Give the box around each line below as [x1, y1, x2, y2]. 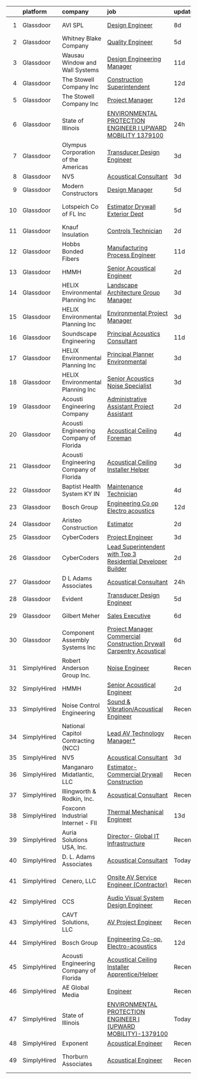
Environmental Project [107, 309, 168, 317]
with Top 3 [107, 550, 137, 558]
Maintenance [107, 482, 144, 490]
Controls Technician [107, 227, 162, 234]
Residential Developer [107, 558, 168, 565]
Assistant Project [107, 403, 154, 410]
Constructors [62, 189, 98, 197]
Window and [62, 59, 97, 66]
